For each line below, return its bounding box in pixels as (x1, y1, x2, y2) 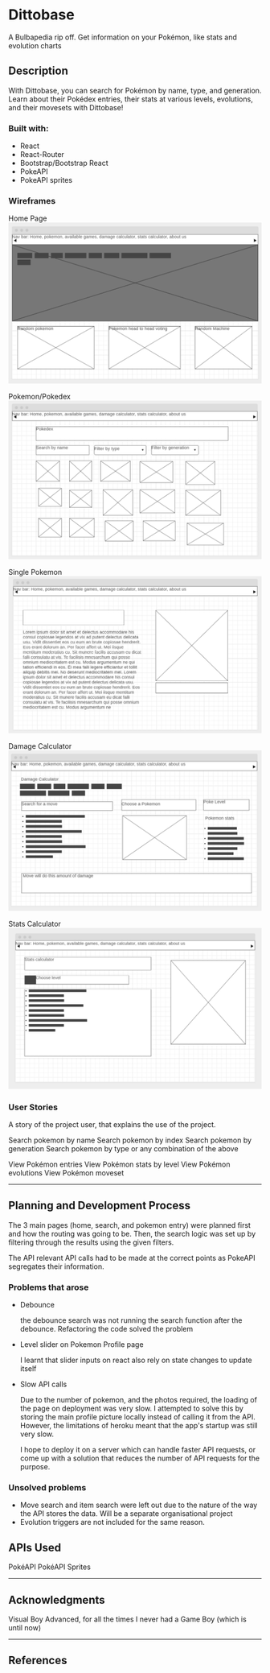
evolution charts (8, 40, 62, 50)
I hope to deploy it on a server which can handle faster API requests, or (19, 1445, 256, 1455)
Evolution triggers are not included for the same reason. (19, 1518, 205, 1527)
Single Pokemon (8, 567, 63, 576)
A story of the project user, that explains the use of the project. (8, 1119, 216, 1129)
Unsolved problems (8, 1481, 87, 1493)
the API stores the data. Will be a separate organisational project (19, 1509, 233, 1518)
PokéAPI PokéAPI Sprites (8, 1562, 91, 1572)
